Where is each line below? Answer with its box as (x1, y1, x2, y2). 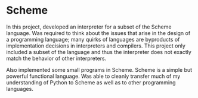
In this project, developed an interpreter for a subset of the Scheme (6, 23, 172, 30)
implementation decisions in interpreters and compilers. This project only (6, 42, 186, 49)
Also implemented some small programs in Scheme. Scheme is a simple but (6, 66, 193, 73)
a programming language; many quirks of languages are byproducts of (6, 36, 180, 43)
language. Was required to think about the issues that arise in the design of (6, 29, 191, 36)
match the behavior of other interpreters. (6, 55, 107, 62)
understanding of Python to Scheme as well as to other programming (6, 78, 176, 86)
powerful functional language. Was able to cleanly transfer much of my (6, 72, 181, 80)
